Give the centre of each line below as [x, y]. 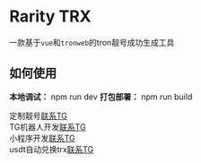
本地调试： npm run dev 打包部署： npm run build [101, 97]
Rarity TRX [50, 17]
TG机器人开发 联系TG [48, 126]
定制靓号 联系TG [39, 116]
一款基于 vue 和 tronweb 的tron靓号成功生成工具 [92, 42]
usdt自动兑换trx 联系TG [52, 149]
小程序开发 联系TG [43, 138]
